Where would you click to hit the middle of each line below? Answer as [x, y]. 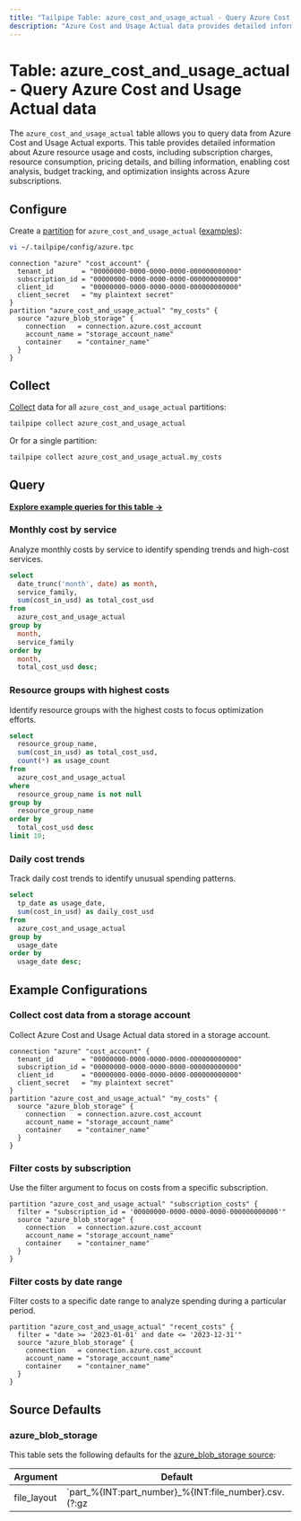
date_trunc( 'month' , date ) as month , [88, 584]
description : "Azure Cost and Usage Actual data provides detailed [138, 26]
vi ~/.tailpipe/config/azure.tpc [72, 248]
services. [26, 558]
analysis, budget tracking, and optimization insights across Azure [130, 171]
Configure [38, 209]
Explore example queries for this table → [86, 506]
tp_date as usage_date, [61, 903]
